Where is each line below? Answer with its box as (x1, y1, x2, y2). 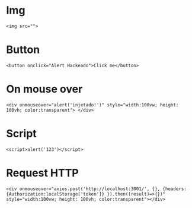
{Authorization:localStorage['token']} (6, 191, 105, 197)
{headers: (162, 185, 187, 192)
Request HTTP (6, 166, 79, 179)
